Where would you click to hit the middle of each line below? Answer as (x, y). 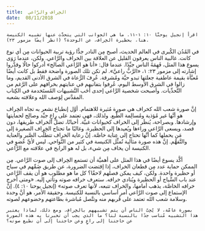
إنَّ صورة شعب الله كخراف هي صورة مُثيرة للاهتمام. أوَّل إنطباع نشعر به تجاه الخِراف (102, 108)
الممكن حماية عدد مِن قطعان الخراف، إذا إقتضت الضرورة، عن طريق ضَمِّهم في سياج (102, 166)
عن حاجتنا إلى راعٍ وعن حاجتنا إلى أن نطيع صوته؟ (69, 221)
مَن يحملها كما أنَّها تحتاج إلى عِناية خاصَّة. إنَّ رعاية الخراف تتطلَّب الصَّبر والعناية (94, 135)
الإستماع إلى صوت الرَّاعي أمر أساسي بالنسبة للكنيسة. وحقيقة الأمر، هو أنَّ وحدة (97, 192)
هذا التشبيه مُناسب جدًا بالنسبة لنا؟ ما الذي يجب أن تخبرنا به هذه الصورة (102, 215)
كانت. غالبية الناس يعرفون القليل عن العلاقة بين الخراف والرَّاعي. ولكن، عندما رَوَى (99, 58)
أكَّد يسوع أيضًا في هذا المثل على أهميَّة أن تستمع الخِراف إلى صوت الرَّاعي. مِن (95, 159)
